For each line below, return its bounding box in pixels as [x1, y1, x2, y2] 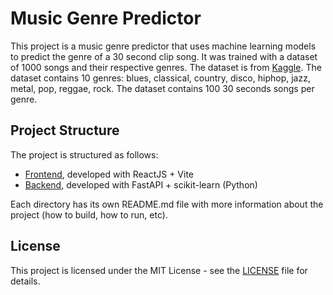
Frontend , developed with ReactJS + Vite [24, 168, 194, 180]
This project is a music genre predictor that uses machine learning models [10, 40, 317, 52]
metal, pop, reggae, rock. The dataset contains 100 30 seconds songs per [10, 82, 315, 94]
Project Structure [10, 122, 120, 139]
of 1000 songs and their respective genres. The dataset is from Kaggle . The [10, 61, 322, 73]
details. [10, 275, 41, 287]
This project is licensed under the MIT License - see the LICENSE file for [10, 264, 308, 276]
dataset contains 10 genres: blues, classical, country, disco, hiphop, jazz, [10, 72, 311, 84]
